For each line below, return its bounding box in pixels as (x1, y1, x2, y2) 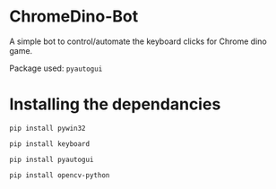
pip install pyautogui (9, 155, 94, 164)
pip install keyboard (9, 139, 91, 149)
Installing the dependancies (9, 94, 221, 115)
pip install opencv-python (9, 170, 110, 180)
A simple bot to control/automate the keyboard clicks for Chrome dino (9, 36, 267, 47)
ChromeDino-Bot (9, 6, 139, 27)
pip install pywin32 (9, 124, 87, 133)
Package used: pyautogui (9, 63, 103, 73)
